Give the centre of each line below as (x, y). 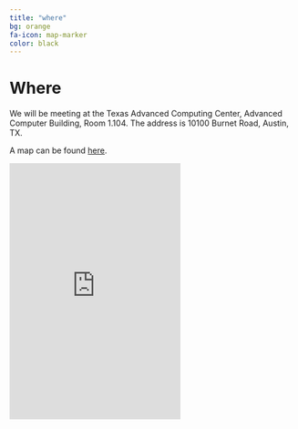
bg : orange (30, 26)
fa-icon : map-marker (49, 35)
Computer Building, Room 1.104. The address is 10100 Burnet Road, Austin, (149, 123)
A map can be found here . (58, 150)
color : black (34, 43)
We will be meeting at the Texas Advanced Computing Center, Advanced (146, 114)
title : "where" (38, 18)
